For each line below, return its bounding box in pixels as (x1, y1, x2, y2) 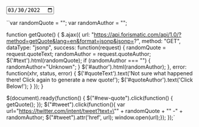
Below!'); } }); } (6, 83, 44, 90)
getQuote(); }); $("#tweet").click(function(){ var (6, 101, 125, 108)
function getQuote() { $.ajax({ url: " (6, 31, 94, 38)
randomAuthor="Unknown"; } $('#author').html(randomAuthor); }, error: (6, 63, 187, 70)
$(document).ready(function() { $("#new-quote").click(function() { (6, 94, 173, 102)
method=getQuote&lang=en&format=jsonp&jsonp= (6, 38, 134, 45)
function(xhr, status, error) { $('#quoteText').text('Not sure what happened (6, 70, 193, 77)
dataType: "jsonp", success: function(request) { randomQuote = (6, 44, 166, 51)
